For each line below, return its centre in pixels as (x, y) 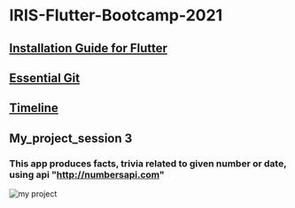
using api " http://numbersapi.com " (87, 174)
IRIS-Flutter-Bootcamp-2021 (116, 15)
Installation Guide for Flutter (89, 48)
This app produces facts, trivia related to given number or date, (148, 163)
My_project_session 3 (71, 138)
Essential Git (45, 77)
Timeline (34, 108)
